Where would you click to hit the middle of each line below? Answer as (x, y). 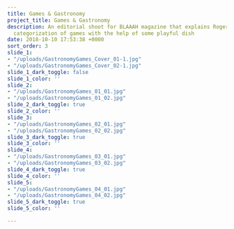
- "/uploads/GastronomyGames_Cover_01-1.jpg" (74, 59)
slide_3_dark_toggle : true (46, 137)
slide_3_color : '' (34, 144)
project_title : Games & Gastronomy (59, 20)
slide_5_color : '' (34, 209)
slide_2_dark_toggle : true (46, 105)
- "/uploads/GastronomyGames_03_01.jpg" (67, 157)
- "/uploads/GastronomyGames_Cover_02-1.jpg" (74, 66)
